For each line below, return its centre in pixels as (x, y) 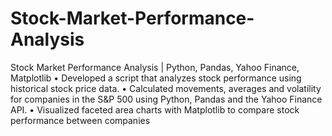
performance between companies (80, 120)
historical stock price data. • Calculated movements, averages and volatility (166, 88)
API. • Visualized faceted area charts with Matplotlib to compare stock (155, 109)
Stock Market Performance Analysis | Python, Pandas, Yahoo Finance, (155, 67)
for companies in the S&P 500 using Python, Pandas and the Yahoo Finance (166, 99)
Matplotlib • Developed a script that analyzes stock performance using (156, 78)
